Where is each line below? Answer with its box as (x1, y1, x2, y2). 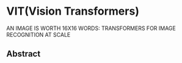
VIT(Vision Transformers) (6, 4, 139, 18)
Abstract (6, 49, 41, 59)
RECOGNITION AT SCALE (6, 31, 71, 38)
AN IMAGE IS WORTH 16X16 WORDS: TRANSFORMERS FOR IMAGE (6, 24, 176, 32)
